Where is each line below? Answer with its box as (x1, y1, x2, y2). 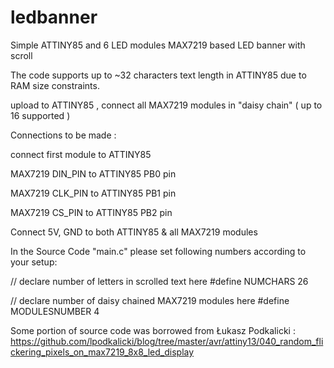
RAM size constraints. (10, 79, 100, 91)
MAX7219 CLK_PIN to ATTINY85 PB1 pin (10, 187, 177, 199)
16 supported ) (10, 109, 71, 121)
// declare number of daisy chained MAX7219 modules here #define (10, 294, 290, 306)
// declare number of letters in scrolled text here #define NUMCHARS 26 (10, 275, 309, 287)
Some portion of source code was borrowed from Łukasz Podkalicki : (10, 324, 296, 336)
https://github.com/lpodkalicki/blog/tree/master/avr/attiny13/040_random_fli (10, 335, 324, 347)
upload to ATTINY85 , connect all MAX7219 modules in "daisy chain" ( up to (10, 99, 323, 111)
